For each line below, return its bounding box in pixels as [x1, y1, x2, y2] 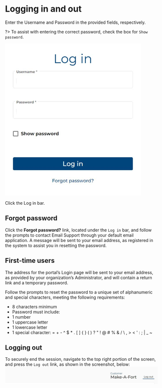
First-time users [5, 257, 55, 265]
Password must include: [12, 309, 61, 315]
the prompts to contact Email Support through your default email [5, 232, 134, 238]
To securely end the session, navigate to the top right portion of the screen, [5, 356, 156, 362]
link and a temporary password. [5, 280, 68, 286]
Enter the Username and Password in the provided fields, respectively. [5, 19, 146, 25]
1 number [12, 314, 31, 320]
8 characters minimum [12, 304, 57, 309]
